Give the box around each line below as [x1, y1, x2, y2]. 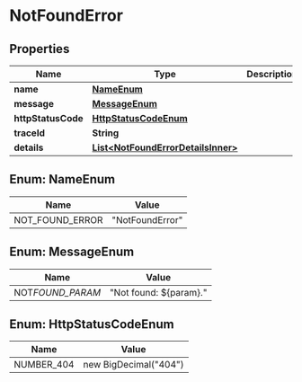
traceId [13, 127, 45, 139]
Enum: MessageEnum [9, 244, 135, 260]
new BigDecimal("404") [83, 359, 184, 371]
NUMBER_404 [13, 359, 75, 371]
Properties [9, 41, 70, 57]
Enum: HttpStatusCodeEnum [9, 316, 174, 333]
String [92, 127, 120, 139]
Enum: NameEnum [9, 172, 115, 187]
